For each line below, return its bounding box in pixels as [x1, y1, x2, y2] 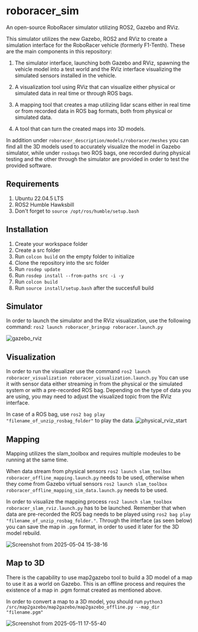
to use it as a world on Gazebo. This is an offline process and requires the [6, 580, 186, 587]
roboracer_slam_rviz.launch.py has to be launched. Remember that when [6, 505, 186, 511]
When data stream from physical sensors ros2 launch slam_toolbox [6, 468, 171, 474]
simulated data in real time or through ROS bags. [14, 89, 134, 97]
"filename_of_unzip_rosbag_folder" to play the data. [6, 417, 135, 424]
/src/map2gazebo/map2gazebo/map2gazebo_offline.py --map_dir [6, 604, 160, 610]
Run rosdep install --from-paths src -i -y [14, 271, 124, 279]
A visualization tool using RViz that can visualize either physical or [14, 83, 176, 90]
